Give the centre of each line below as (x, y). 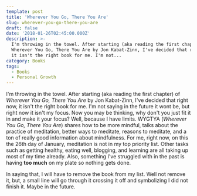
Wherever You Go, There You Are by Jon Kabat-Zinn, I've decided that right (97, 100)
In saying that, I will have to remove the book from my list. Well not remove (96, 174)
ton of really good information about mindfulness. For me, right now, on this (97, 138)
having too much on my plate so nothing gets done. (69, 163)
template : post (25, 11)
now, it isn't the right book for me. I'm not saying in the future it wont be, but (98, 107)
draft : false (22, 28)
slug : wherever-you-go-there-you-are (52, 22)
